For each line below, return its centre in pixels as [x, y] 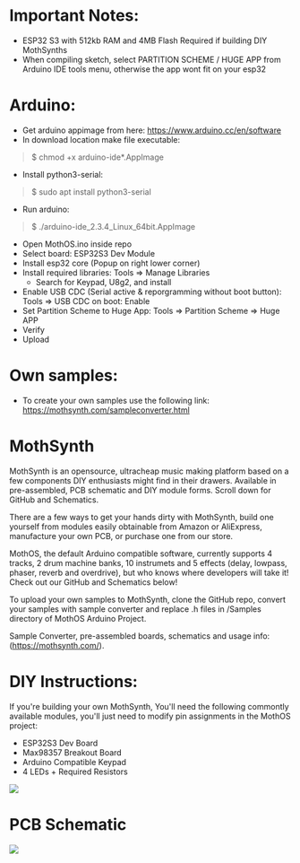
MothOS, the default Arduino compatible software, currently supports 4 [141, 554]
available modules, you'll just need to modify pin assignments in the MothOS [150, 716]
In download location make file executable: [101, 139]
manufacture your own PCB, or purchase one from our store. [121, 536]
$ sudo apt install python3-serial [91, 192]
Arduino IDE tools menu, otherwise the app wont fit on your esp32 [144, 69]
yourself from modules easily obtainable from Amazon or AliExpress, [136, 527]
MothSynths [45, 49]
